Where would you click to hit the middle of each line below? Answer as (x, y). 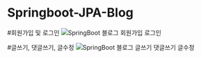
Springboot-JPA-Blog (71, 13)
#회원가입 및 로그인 (33, 32)
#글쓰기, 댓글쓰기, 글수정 (41, 47)
